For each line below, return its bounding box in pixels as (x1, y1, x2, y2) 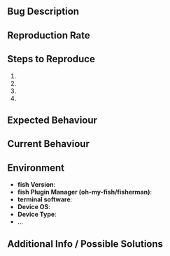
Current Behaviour (7, 138, 90, 150)
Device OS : (17, 203, 51, 211)
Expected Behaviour (7, 114, 98, 126)
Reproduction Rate (7, 29, 91, 41)
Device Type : (17, 210, 57, 219)
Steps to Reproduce (7, 53, 96, 65)
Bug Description (7, 6, 79, 17)
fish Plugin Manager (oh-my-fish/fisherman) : (17, 188, 153, 197)
